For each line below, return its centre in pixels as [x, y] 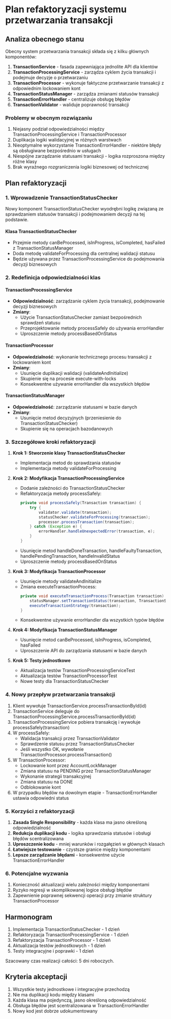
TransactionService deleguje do [46, 711]
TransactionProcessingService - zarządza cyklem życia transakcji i [84, 72]
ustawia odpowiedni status [41, 798]
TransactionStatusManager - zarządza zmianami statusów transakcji [86, 94]
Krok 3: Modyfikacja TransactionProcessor [59, 571]
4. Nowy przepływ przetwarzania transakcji [60, 695]
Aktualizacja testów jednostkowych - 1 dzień [59, 945]
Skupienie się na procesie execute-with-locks [68, 378]
